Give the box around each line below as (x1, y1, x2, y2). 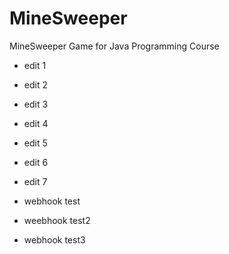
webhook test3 (23, 233, 86, 246)
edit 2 (23, 78, 48, 91)
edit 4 (23, 117, 49, 129)
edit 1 (23, 59, 47, 71)
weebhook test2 (23, 214, 91, 226)
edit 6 (23, 156, 49, 168)
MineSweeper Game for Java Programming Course (9, 40, 220, 52)
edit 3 (23, 98, 49, 110)
